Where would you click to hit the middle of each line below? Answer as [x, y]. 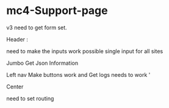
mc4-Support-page [57, 11]
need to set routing [30, 98]
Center [15, 87]
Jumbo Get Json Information [42, 63]
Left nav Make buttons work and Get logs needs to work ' [78, 74]
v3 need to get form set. [37, 27]
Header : [17, 39]
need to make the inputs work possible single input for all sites [85, 51]
